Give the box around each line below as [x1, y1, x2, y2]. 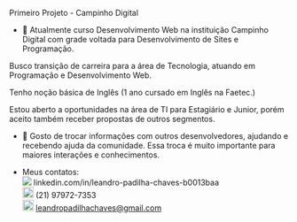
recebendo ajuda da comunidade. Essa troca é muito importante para [21, 141, 276, 150]
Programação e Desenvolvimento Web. [9, 70, 152, 80]
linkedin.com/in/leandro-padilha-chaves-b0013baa [33, 177, 220, 188]
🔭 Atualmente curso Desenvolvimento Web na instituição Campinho [21, 25, 269, 34]
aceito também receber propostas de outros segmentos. [9, 114, 215, 124]
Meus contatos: [21, 167, 80, 177]
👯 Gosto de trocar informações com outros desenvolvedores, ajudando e [21, 131, 289, 141]
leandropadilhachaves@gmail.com [35, 203, 162, 213]
